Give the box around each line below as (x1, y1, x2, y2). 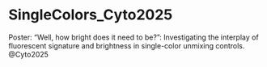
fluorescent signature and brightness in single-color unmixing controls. (8, 40, 245, 50)
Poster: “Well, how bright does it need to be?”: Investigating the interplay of (8, 32, 259, 42)
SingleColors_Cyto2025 (8, 6, 173, 24)
